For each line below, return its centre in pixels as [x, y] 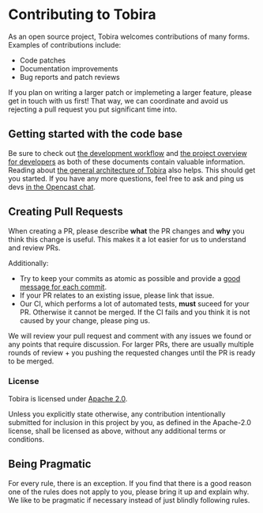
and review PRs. [34, 248]
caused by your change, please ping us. [85, 320]
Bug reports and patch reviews [70, 77]
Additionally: [28, 263]
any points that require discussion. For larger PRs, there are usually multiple [131, 344]
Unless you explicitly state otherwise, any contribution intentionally [117, 414]
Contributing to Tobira [82, 15]
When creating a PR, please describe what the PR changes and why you [126, 230]
